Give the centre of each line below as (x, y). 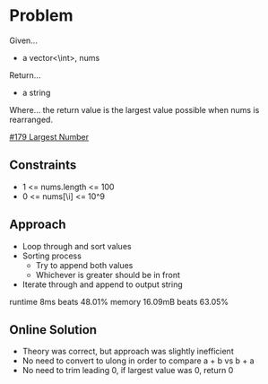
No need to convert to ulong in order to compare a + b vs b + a (138, 361)
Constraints (43, 166)
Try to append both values (84, 265)
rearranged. (31, 119)
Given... (23, 40)
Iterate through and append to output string (103, 284)
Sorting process (52, 256)
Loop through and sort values (77, 246)
